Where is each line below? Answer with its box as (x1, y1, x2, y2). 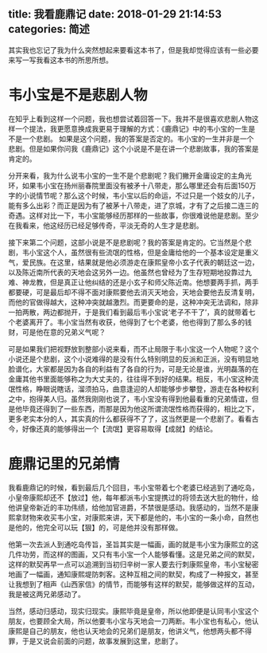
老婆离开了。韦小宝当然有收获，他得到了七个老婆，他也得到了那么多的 (14, 317, 245, 327)
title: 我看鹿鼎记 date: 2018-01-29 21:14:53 (8, 7, 222, 22)
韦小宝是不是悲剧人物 (8, 86, 149, 104)
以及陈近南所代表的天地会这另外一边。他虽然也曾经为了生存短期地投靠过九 (8, 267, 252, 277)
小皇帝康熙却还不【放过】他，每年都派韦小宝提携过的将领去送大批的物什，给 (8, 493, 259, 502)
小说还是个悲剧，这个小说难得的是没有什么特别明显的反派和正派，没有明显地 (8, 354, 259, 364)
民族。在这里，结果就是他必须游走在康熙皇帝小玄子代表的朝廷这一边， (29, 258, 259, 267)
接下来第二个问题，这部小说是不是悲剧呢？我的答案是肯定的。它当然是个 (8, 238, 245, 247)
